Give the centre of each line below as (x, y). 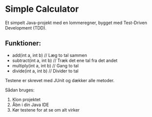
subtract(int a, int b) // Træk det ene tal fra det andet (65, 60)
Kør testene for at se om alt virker (46, 110)
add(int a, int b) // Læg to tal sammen (49, 55)
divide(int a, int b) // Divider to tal (45, 71)
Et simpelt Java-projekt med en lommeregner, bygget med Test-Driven (76, 23)
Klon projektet (26, 99)
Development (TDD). (26, 28)
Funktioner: (23, 44)
